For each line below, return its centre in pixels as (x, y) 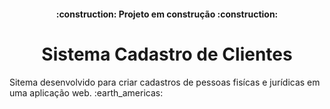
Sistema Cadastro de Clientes (167, 54)
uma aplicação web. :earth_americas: (86, 92)
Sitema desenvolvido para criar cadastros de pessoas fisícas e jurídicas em (165, 82)
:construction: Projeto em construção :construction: (167, 14)
